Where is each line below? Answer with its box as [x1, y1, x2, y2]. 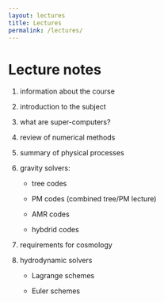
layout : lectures [8, 11, 66, 20]
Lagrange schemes [31, 271, 95, 281]
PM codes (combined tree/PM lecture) [31, 194, 157, 204]
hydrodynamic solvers [19, 255, 93, 266]
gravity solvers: [19, 163, 71, 173]
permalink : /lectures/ [8, 26, 83, 34]
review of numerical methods [19, 132, 116, 143]
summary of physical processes [19, 148, 124, 158]
